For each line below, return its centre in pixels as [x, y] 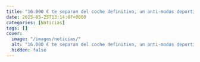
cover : [14, 34]
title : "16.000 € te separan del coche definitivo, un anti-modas [90, 12]
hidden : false [29, 50]
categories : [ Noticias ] [36, 22]
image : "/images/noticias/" [46, 39]
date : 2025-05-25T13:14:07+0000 [46, 17]
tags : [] [17, 28]
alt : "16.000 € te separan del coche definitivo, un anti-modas [93, 45]
